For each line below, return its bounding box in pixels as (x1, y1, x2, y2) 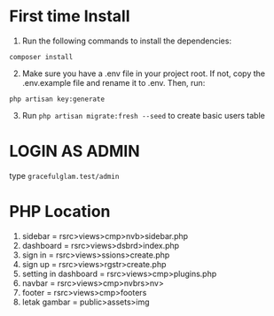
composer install (9, 52, 74, 61)
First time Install (9, 6, 130, 27)
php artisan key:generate (9, 95, 105, 104)
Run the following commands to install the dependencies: (21, 35, 232, 46)
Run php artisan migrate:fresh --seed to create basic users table (21, 110, 266, 120)
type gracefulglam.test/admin (9, 170, 120, 181)
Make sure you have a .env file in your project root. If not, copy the (21, 68, 266, 79)
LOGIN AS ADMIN (9, 142, 140, 161)
